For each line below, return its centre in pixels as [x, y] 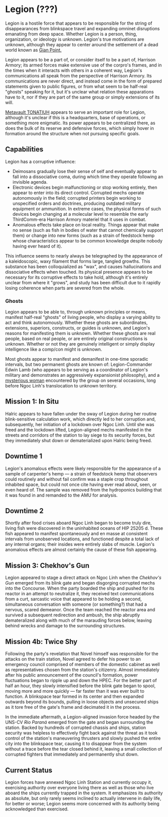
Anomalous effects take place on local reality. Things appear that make [86, 224]
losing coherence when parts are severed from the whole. [65, 288]
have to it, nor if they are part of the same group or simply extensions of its [82, 97]
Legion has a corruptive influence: [41, 161]
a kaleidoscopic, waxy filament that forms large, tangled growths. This [78, 261]
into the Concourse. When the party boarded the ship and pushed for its [80, 588]
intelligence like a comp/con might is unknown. [54, 349]
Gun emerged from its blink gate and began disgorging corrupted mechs [80, 583]
